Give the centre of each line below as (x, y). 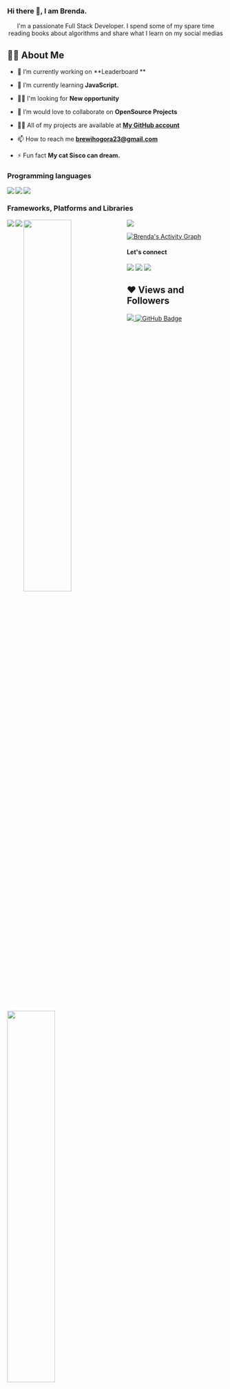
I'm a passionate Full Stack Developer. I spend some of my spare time (116, 26)
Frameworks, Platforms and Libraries (70, 208)
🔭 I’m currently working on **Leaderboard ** (81, 72)
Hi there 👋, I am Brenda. (47, 11)
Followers (148, 301)
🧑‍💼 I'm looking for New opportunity (68, 99)
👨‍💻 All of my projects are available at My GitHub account (98, 125)
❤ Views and (155, 290)
